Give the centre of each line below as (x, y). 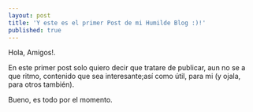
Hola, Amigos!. (32, 53)
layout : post (30, 15)
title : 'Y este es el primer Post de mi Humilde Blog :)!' (107, 23)
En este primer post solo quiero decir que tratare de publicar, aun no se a (127, 68)
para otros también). (41, 84)
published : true (35, 30)
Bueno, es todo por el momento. (60, 100)
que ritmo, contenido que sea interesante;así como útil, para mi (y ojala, (125, 77)
